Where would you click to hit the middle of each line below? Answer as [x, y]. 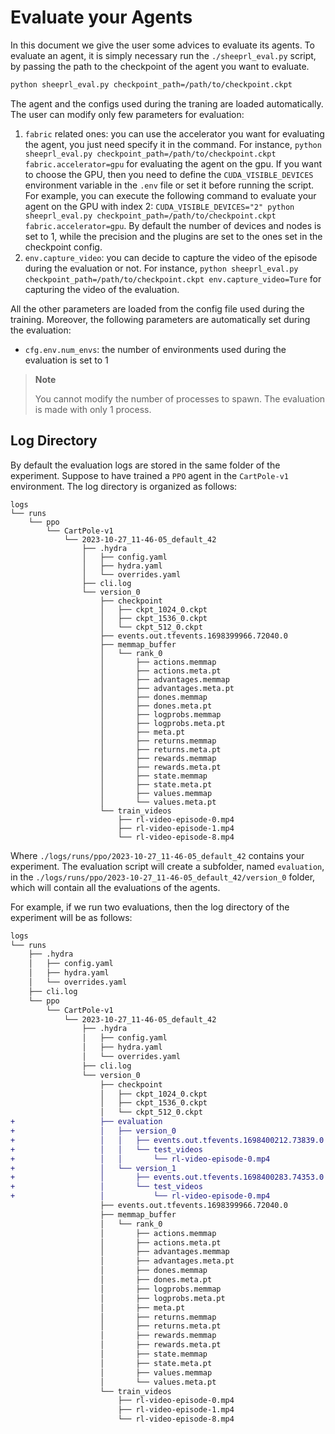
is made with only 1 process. [93, 409]
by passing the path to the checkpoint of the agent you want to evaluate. [160, 66]
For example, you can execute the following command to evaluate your [170, 195]
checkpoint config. [63, 247]
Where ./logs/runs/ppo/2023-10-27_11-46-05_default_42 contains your [157, 855]
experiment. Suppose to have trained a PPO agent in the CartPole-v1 [149, 475]
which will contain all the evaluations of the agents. [115, 887]
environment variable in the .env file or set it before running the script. [169, 185]
